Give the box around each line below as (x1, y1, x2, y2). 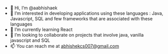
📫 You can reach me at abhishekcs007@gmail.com (10, 43, 119, 49)
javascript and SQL (10, 37, 51, 43)
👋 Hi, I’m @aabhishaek (10, 5, 58, 11)
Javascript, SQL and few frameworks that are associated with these (10, 16, 153, 21)
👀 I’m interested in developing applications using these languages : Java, (10, 10, 163, 16)
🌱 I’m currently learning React (10, 26, 73, 33)
